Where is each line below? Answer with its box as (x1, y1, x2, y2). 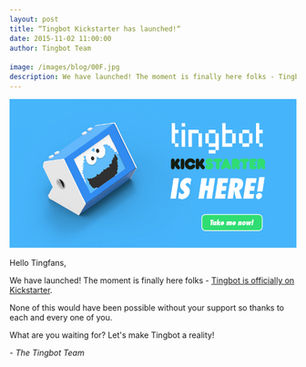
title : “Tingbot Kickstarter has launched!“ (9, 24, 181, 34)
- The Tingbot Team (9, 347, 85, 358)
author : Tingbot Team (9, 44, 92, 53)
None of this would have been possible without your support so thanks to (9, 301, 285, 313)
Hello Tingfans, (9, 257, 66, 268)
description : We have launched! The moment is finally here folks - (9, 73, 275, 82)
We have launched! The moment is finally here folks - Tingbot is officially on (9, 274, 295, 286)
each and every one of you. (9, 311, 113, 322)
